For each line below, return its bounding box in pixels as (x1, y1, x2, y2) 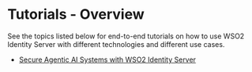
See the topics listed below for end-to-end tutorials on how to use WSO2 (7, 31, 245, 41)
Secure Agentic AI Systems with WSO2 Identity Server (18, 55, 197, 64)
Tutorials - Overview (7, 5, 145, 23)
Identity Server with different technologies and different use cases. (7, 39, 225, 49)
